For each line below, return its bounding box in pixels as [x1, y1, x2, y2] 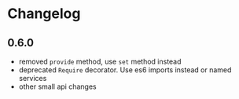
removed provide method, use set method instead [18, 57, 182, 66]
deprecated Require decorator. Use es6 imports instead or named [18, 65, 232, 75]
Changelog [7, 5, 81, 23]
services [18, 74, 47, 82]
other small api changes [18, 82, 97, 91]
